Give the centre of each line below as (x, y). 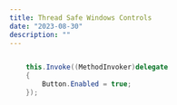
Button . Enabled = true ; (87, 84)
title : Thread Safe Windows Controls (81, 18)
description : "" (40, 34)
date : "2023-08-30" (46, 26)
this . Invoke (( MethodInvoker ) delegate (97, 67)
